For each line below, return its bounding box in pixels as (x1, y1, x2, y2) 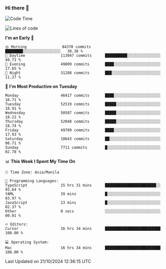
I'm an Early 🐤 (5, 35, 34, 41)
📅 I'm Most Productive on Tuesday (5, 84, 78, 90)
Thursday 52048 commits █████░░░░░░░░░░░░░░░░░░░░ (5, 119, 161, 124)
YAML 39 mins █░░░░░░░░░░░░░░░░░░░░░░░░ (5, 192, 161, 197)
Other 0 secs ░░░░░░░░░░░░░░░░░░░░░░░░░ (5, 209, 161, 214)
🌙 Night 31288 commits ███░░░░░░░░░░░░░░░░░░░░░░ (5, 70, 161, 76)
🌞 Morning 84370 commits (5, 45, 91, 50)
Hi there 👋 (5, 4, 30, 11)
